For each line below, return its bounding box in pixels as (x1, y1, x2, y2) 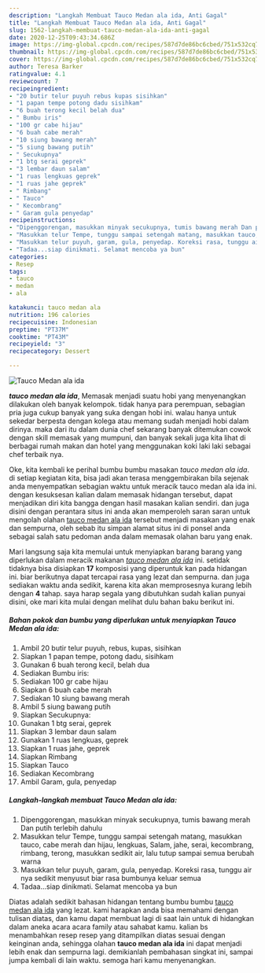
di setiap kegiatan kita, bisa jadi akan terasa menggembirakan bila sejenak (9, 474, 249, 482)
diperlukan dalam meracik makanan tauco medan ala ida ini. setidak (9, 555, 230, 565)
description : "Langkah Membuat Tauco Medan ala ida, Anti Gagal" (9, 11, 227, 20)
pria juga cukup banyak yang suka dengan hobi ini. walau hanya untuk (9, 408, 237, 417)
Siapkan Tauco (20, 760, 69, 769)
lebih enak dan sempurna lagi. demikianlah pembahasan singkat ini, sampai (9, 947, 254, 956)
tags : (9, 267, 27, 275)
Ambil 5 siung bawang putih (20, 702, 111, 711)
